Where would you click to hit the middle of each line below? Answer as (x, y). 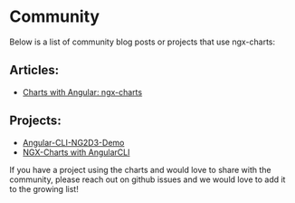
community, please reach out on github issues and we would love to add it (147, 179)
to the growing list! (44, 188)
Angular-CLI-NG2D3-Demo (73, 142)
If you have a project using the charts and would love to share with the (140, 169)
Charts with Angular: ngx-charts (82, 92)
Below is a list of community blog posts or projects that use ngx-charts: (143, 42)
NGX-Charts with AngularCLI (76, 152)
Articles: (34, 70)
